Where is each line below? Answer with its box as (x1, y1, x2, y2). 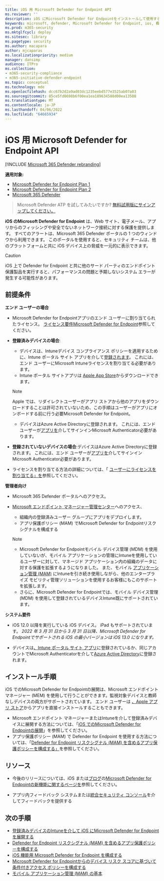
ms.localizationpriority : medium (5, 52, 73, 58)
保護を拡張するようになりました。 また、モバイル (32, 564, 132, 570)
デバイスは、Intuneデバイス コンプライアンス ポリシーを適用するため (19, 348, 158, 354)
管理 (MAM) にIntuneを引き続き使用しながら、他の (28, 571, 130, 577)
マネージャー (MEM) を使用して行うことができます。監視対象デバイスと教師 (5, 693, 157, 698)
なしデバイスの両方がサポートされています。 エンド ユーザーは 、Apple (5, 698, 148, 705)
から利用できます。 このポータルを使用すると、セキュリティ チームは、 (9, 236, 152, 242)
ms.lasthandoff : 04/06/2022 (5, 107, 62, 113)
